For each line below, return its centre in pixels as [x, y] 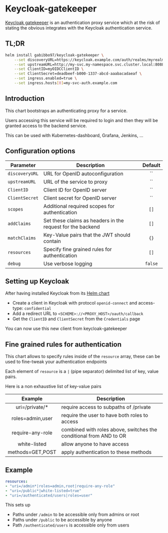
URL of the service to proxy [75, 181]
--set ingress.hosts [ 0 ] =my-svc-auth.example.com [66, 83]
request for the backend [71, 226]
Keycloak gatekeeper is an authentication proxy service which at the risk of [82, 22]
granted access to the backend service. [46, 125]
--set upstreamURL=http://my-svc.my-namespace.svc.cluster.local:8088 [89, 64]
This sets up [18, 505]
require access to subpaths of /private [106, 407]
